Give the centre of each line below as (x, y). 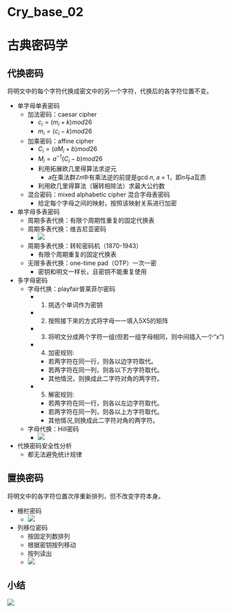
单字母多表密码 (38, 212)
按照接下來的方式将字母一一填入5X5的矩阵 (108, 321)
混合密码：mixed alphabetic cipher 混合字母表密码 (99, 194)
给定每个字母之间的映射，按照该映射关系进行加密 (107, 203)
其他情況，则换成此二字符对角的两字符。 (106, 379)
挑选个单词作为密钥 (76, 305)
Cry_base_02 (46, 12)
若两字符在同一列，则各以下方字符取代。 (106, 370)
